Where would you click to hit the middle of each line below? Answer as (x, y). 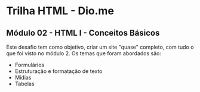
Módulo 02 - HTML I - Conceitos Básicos (83, 33)
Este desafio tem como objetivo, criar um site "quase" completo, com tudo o (100, 47)
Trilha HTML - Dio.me (60, 11)
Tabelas (24, 84)
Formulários (30, 65)
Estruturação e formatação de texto (59, 71)
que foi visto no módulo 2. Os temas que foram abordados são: (84, 53)
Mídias (23, 77)
